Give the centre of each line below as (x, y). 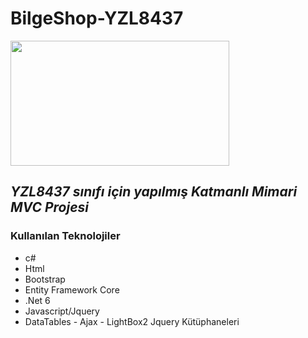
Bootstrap (45, 279)
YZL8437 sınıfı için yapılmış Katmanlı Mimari (154, 192)
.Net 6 (37, 300)
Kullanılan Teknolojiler (65, 236)
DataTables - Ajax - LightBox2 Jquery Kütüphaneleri (132, 321)
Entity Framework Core (72, 289)
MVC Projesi (49, 207)
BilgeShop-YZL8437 (97, 18)
